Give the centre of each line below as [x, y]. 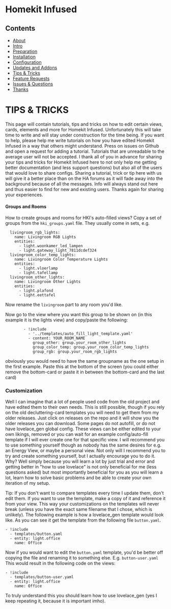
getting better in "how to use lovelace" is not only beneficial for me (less [81, 467]
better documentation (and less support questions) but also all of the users [84, 168]
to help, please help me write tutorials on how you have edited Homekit [80, 140]
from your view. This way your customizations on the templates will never [82, 504]
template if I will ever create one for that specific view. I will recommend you [85, 440]
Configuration [27, 62]
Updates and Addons [35, 68]
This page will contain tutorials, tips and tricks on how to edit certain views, [84, 124]
